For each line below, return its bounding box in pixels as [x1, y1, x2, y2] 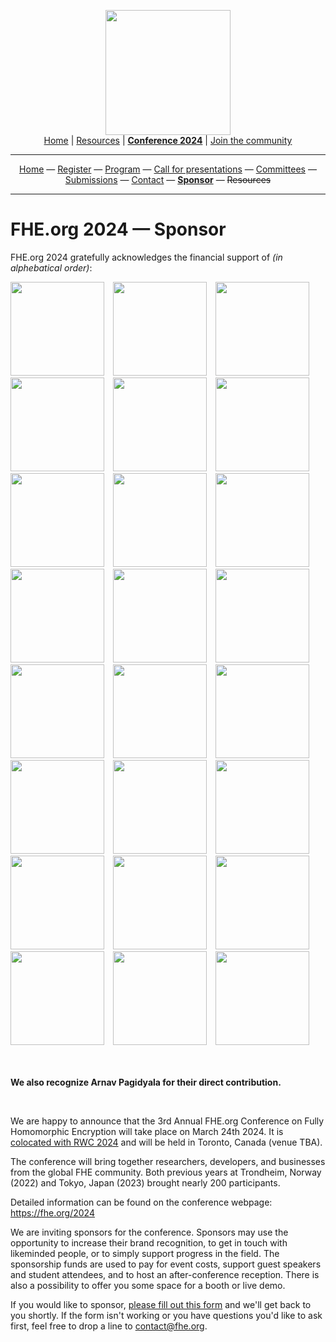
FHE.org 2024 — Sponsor [10, 218, 227, 241]
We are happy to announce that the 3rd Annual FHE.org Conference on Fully [10, 1115, 325, 1127]
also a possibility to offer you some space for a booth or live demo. [10, 1279, 286, 1291]
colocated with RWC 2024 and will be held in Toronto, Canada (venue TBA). [10, 1136, 323, 1148]
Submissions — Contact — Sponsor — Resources [64, 174, 272, 185]
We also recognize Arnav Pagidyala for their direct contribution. [10, 1076, 282, 1088]
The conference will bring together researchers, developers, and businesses [10, 1155, 326, 1167]
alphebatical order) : [10, 261, 93, 274]
